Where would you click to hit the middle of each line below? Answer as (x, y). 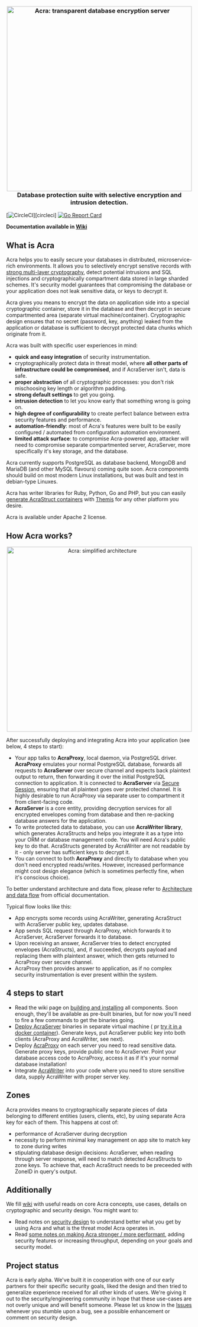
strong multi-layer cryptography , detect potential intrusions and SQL (89, 272)
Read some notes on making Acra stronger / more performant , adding (100, 1235)
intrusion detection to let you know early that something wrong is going (103, 401)
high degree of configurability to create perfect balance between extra (102, 414)
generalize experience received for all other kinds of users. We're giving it (96, 1293)
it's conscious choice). (42, 877)
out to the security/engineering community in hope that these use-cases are (99, 1299)
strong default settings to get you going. (65, 395)
